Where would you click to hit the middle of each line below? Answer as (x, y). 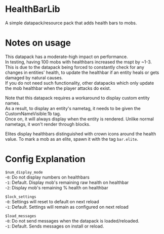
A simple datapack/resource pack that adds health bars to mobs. (71, 23)
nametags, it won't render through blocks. (48, 124)
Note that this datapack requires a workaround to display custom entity (77, 98)
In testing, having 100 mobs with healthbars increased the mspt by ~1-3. (79, 62)
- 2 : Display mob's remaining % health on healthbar (57, 187)
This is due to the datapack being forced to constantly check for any (75, 67)
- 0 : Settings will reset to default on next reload (52, 201)
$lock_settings (21, 197)
